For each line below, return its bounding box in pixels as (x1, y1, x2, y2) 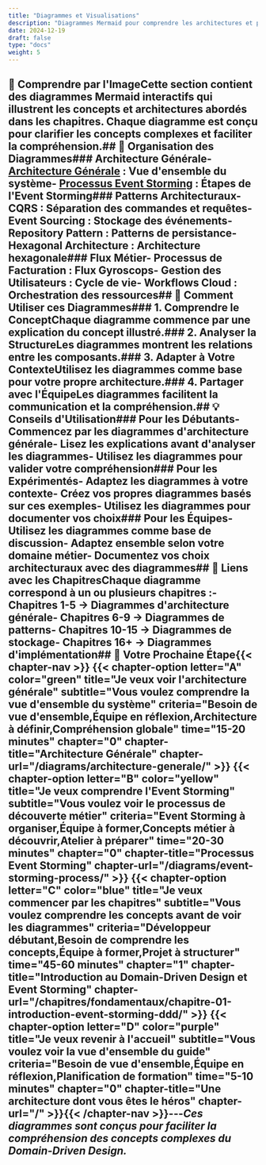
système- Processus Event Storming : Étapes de (8, 177, 252, 190)
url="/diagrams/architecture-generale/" (8, 759, 212, 774)
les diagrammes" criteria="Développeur (8, 921, 211, 935)
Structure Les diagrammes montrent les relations (8, 338, 253, 352)
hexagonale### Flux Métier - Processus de (8, 252, 223, 265)
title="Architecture (8, 748, 104, 761)
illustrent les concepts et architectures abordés (8, 102, 248, 116)
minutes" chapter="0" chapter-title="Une (8, 1082, 222, 1096)
